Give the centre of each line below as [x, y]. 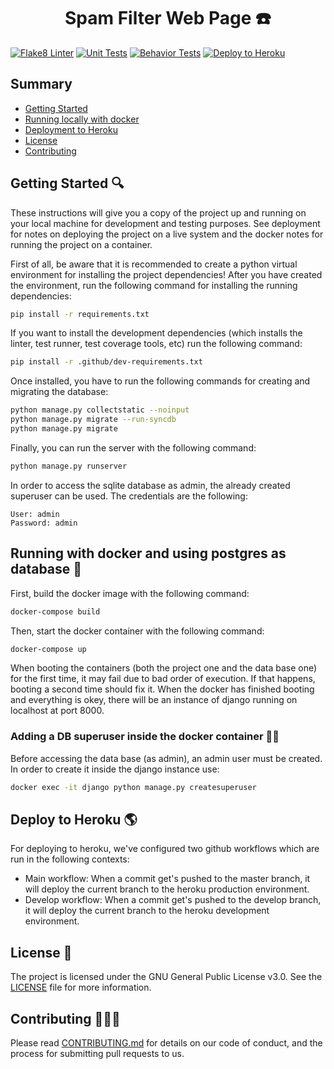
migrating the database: [59, 392]
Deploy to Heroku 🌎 [74, 819]
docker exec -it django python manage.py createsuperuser [133, 787]
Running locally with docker [82, 119]
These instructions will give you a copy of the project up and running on [158, 212]
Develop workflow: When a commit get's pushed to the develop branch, [173, 900]
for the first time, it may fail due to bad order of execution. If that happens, [163, 679]
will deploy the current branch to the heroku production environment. [167, 889]
